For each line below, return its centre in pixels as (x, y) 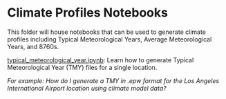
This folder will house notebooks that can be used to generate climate (106, 32)
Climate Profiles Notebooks (87, 13)
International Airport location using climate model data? (87, 88)
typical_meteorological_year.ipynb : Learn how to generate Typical (101, 60)
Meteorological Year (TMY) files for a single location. (82, 67)
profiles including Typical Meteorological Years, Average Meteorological (110, 39)
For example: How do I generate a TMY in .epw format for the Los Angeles (113, 80)
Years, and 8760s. (33, 46)
